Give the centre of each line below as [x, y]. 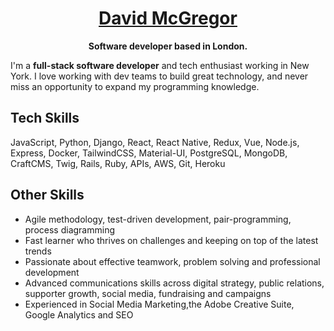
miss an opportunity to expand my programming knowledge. [135, 86]
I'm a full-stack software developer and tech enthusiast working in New [160, 65]
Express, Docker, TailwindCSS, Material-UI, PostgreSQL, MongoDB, [149, 153]
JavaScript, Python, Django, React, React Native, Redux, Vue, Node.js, [155, 142]
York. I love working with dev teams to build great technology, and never [159, 76]
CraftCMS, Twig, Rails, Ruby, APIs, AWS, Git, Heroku [118, 163]
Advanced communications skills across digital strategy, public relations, [174, 283]
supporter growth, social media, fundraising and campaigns [148, 293]
